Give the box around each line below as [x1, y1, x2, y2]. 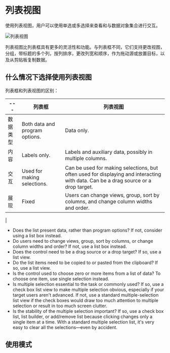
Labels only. [22, 151, 51, 158]
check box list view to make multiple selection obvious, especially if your [12, 286, 164, 293]
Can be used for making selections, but [65, 164, 158, 171]
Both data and [22, 120, 55, 127]
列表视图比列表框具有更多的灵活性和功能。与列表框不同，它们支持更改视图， [5, 44, 165, 50]
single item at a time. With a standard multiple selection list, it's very [12, 318, 154, 325]
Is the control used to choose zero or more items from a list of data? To [12, 270, 161, 276]
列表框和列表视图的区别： [5, 87, 59, 93]
